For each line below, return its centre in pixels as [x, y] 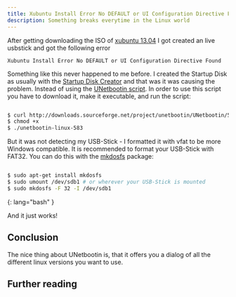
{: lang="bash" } [31, 202]
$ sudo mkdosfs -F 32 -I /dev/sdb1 [59, 188]
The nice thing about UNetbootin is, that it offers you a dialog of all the [109, 254]
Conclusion [33, 238]
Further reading [42, 284]
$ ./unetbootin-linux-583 [45, 128]
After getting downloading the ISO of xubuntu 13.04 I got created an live [111, 40]
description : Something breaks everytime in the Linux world [99, 20]
